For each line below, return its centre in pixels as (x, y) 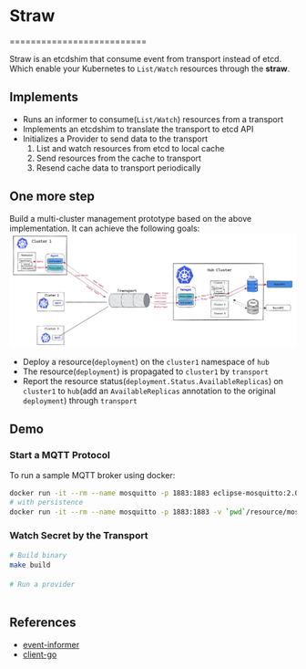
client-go (40, 654)
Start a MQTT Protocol (60, 455)
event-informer (51, 644)
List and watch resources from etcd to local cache (130, 148)
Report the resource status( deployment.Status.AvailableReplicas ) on (153, 381)
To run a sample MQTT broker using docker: (92, 475)
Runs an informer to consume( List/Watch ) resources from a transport (153, 119)
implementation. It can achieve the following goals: (105, 228)
